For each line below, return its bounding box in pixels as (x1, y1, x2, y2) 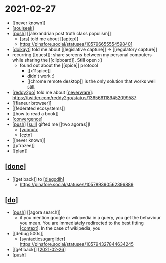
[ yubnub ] (19, 126, 39, 132)
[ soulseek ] (12, 25, 34, 31)
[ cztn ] (19, 132, 32, 138)
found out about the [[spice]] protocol (19, 62, 98, 68)
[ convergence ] (12, 116, 43, 122)
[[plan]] (12, 148, 28, 154)
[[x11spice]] (27, 67, 51, 73)
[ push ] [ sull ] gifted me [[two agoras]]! (12, 121, 91, 127)
